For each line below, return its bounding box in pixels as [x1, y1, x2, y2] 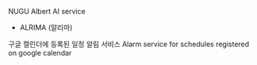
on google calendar [8, 49, 72, 57]
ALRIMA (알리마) [19, 23, 73, 32]
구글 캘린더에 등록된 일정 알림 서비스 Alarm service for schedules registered [8, 39, 250, 49]
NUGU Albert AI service [8, 7, 86, 16]
